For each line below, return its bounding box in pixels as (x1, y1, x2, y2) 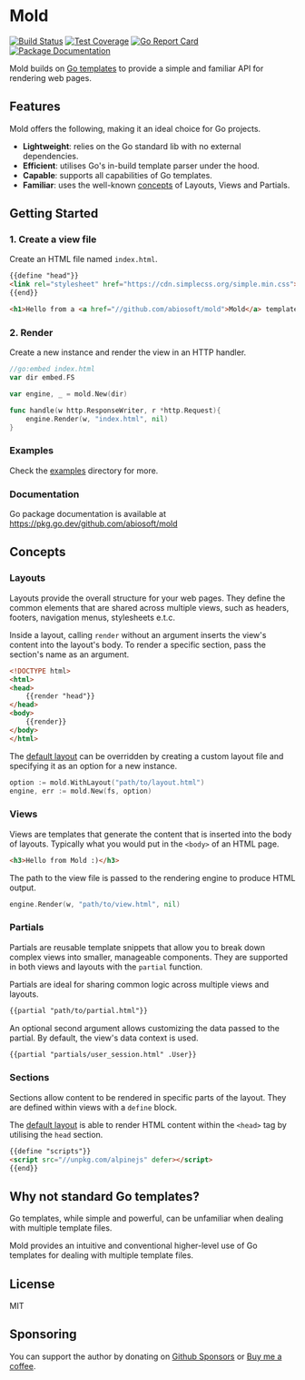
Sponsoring (9, 1326, 77, 1343)
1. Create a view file (9, 233, 97, 246)
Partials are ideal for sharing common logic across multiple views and (9, 979, 270, 989)
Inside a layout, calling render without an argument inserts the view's (9, 629, 267, 640)
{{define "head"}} (9, 271, 79, 280)
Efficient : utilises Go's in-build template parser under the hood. (22, 160, 261, 171)
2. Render (9, 326, 54, 339)
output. (9, 882, 36, 893)
